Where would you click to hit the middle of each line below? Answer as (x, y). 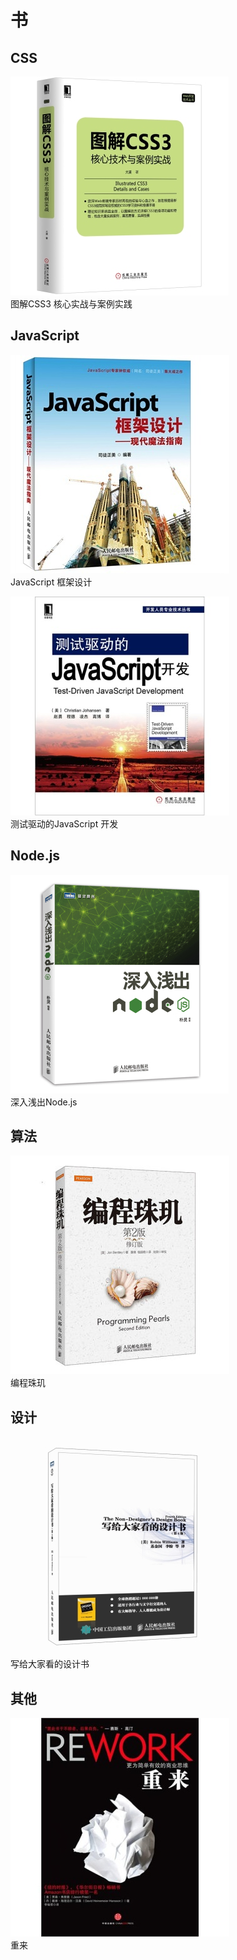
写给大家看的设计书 (50, 1664)
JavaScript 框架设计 (51, 582)
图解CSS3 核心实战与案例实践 (71, 304)
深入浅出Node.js (44, 1102)
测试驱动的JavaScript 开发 (64, 823)
